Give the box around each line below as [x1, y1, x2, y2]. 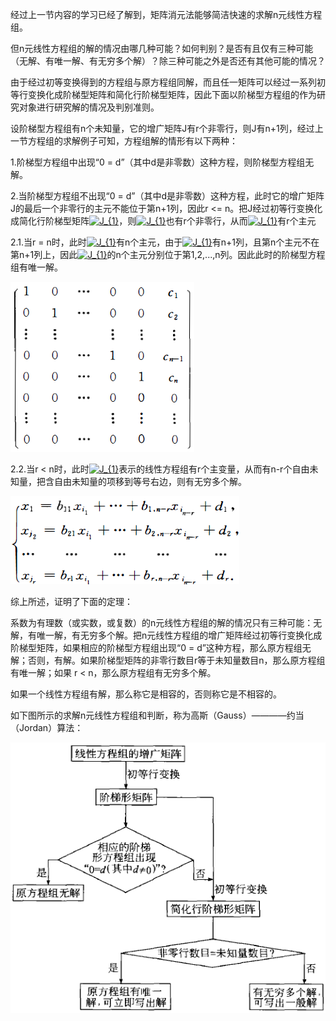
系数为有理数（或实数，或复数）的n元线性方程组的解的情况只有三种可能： [10, 617, 314, 628]
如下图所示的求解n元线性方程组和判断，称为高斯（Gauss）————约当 [10, 709, 305, 721]
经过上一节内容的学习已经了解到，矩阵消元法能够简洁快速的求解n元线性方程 [10, 9, 323, 20]
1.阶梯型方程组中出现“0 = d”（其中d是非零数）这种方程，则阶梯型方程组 [10, 156, 306, 168]
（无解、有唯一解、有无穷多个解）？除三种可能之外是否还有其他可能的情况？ [10, 55, 326, 67]
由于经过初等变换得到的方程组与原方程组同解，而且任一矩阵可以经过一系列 [10, 76, 317, 88]
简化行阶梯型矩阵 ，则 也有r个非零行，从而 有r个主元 [18, 215, 317, 227]
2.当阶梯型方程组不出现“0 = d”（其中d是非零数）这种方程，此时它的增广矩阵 [10, 190, 325, 202]
